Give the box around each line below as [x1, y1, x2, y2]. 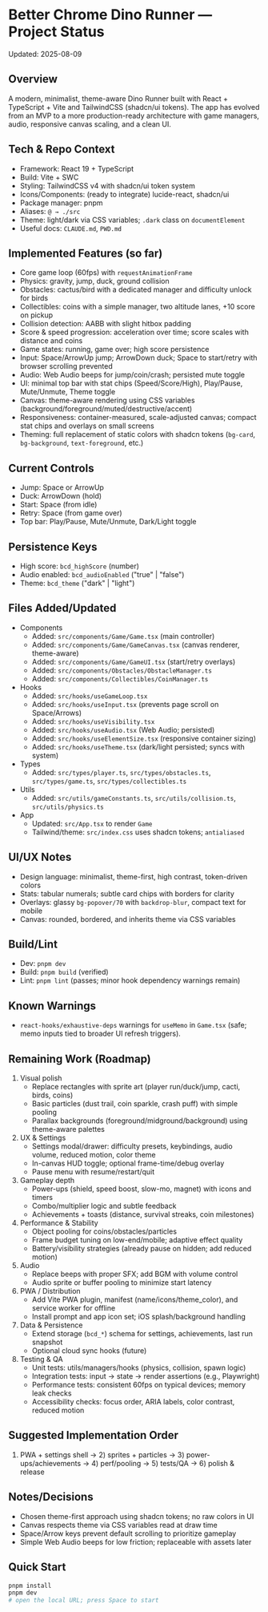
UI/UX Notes [8, 850, 72, 864]
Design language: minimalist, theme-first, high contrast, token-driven [19, 871, 248, 881]
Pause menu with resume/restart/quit [31, 1167, 155, 1177]
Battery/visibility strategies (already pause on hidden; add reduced [31, 1244, 252, 1254]
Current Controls [8, 461, 94, 475]
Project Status [8, 22, 106, 41]
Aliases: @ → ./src [19, 206, 81, 216]
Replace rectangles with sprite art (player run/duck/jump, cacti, [31, 1082, 241, 1092]
